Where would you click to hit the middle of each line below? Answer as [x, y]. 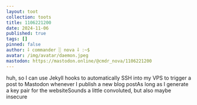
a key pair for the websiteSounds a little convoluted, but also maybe [89, 90]
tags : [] [17, 39]
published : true [26, 34]
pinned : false [24, 45]
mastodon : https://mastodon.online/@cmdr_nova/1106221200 [79, 61]
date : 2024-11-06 [28, 28]
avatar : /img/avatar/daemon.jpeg [47, 55]
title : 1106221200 [29, 22]
